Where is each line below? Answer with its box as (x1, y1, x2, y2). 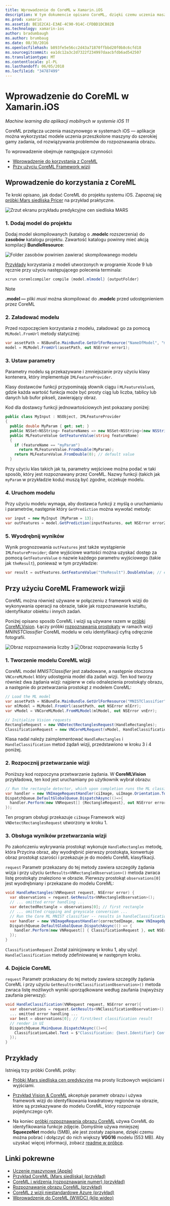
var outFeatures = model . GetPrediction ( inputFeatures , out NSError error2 (5, 520, 166, 526)
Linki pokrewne (5, 1154, 55, 1163)
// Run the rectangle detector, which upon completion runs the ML (5, 786, 151, 791)
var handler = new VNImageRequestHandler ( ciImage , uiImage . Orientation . (5, 791, 162, 796)
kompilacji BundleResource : (5, 242, 65, 248)
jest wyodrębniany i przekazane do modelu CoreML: (5, 880, 114, 887)
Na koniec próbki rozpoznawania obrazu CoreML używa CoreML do (12, 1118, 154, 1124)
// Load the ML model (5, 694, 51, 699)
